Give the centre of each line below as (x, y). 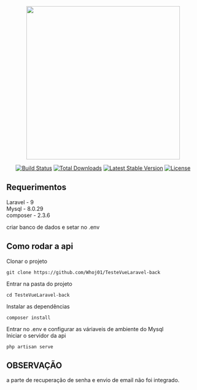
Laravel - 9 (20, 202)
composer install (29, 318)
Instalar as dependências (38, 306)
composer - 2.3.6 (28, 215)
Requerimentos (37, 187)
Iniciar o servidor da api (36, 335)
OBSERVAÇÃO (34, 366)
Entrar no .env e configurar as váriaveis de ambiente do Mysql (85, 329)
